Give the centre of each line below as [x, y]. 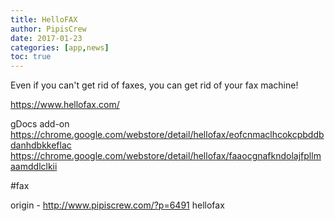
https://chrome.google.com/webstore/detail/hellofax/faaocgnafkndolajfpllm [166, 156]
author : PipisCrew [48, 29]
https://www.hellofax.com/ [65, 105]
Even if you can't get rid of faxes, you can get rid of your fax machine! [154, 85]
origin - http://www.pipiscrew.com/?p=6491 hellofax [117, 205]
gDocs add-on [40, 124]
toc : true [31, 57]
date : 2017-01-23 [46, 38]
